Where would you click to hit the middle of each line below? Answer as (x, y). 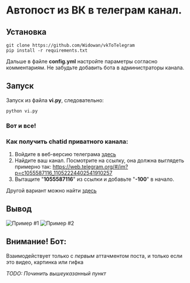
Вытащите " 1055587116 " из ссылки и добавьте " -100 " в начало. (94, 179)
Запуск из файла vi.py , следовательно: (55, 100)
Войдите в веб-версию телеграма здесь (65, 154)
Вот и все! (21, 126)
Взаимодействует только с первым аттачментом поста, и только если (94, 255)
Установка (26, 32)
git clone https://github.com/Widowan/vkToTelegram (70, 45)
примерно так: (33, 167)
